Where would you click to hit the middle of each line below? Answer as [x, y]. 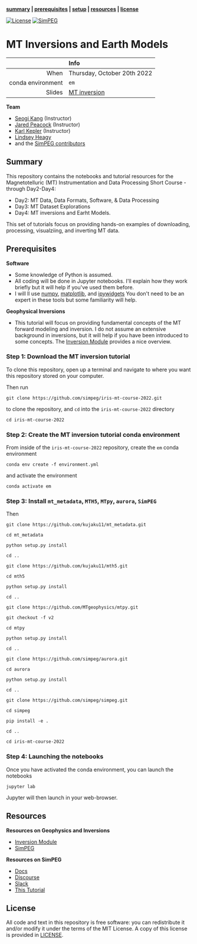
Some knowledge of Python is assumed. [64, 275]
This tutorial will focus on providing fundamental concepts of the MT [98, 322]
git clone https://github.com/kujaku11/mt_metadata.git [76, 525]
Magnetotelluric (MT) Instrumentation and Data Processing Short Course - [96, 182]
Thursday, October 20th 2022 [111, 73]
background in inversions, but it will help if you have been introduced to [101, 335]
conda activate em [29, 486]
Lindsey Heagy [33, 137]
